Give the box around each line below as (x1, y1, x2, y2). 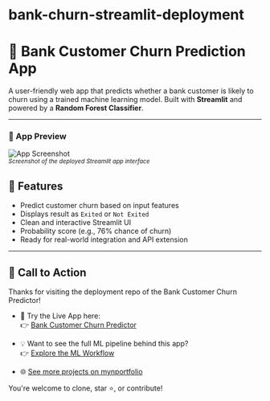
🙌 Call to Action (8, 265, 87, 279)
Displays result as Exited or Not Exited (19, 209, 149, 219)
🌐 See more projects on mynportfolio (19, 367, 143, 377)
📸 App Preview (8, 131, 67, 142)
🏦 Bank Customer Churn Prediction (8, 43, 247, 61)
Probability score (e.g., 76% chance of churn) (19, 227, 172, 236)
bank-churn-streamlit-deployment (8, 6, 245, 24)
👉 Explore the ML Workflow (19, 348, 115, 358)
